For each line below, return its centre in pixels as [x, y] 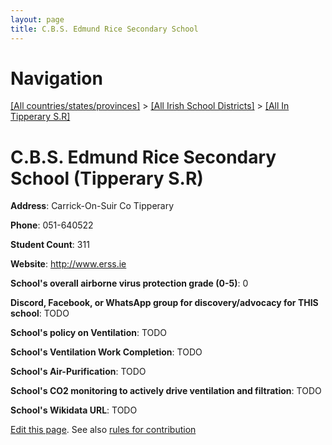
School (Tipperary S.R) [107, 178]
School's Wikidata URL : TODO [74, 410]
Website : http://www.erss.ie [68, 264]
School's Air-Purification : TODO [78, 372]
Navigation [56, 78]
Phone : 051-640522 [52, 225]
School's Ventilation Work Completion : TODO [106, 352]
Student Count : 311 [50, 245]
